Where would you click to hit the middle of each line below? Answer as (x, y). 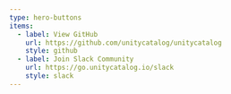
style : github (51, 51)
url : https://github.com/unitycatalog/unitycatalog (124, 43)
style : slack (50, 76)
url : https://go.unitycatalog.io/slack (100, 68)
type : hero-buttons (46, 17)
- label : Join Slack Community (76, 59)
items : (21, 26)
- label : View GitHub (58, 34)
